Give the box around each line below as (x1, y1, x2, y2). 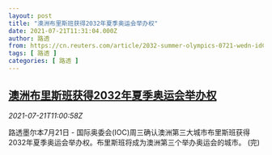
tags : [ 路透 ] (8, 49, 57, 57)
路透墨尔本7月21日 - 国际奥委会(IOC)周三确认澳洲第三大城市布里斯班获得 (8, 127, 251, 137)
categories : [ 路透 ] (8, 57, 79, 65)
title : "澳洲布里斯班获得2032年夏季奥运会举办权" (8, 19, 159, 27)
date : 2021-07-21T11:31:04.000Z (8, 27, 117, 35)
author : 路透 (8, 34, 50, 43)
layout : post (8, 11, 53, 20)
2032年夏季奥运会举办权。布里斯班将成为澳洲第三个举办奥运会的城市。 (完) (8, 137, 261, 147)
